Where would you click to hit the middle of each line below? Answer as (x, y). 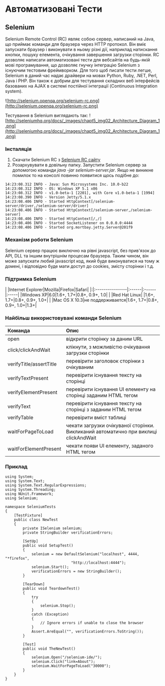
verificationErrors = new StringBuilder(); (76, 572)
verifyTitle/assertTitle (32, 364)
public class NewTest (36, 520)
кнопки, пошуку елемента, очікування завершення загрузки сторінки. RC (82, 55)
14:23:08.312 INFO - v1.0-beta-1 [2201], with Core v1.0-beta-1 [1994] (80, 193)
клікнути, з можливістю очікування (108, 347)
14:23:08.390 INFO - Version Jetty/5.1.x (48, 198)
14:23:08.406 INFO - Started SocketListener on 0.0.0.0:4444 (69, 223)
